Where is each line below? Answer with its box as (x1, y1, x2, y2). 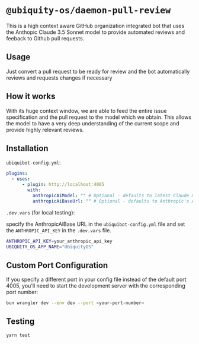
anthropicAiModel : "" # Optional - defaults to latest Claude (32, 192, 190, 198)
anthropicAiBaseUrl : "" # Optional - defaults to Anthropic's (32, 198, 190, 204)
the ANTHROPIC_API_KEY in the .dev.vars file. (6, 226, 111, 233)
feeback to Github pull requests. (6, 34, 85, 42)
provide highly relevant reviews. (6, 126, 84, 133)
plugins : (6, 171, 28, 176)
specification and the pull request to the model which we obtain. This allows (6, 113, 191, 121)
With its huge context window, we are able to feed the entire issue (6, 107, 167, 114)
